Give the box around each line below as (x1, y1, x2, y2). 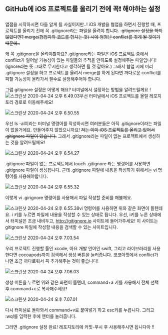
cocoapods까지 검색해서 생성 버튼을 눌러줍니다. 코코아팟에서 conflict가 (18, 252, 158, 258)
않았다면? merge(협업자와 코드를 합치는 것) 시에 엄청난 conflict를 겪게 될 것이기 (5, 34, 160, 40)
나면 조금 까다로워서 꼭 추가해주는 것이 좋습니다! (5, 258, 99, 264)
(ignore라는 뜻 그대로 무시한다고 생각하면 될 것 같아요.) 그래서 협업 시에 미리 (5, 63, 153, 69)
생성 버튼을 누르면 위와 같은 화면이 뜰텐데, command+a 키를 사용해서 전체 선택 (5, 279, 159, 285)
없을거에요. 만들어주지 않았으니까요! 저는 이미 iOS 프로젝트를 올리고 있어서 (10, 127, 155, 133)
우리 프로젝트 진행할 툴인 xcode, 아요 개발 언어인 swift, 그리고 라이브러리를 (5, 245, 151, 251)
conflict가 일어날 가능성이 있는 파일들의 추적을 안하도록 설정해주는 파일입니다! (5, 57, 157, 63)
